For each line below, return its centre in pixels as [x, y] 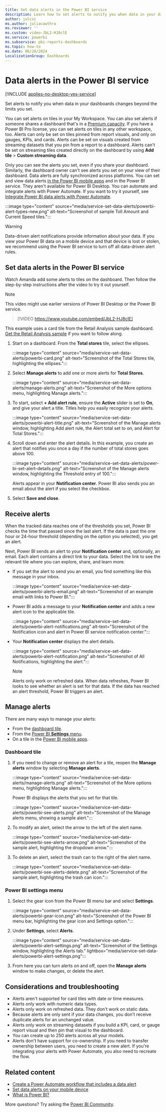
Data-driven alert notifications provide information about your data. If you [80, 236]
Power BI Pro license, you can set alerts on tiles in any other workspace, [79, 129]
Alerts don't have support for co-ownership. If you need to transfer [80, 1041]
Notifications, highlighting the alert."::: [51, 661]
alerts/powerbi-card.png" [38, 358]
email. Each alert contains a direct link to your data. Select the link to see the [83, 556]
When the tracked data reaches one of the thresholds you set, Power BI [78, 526]
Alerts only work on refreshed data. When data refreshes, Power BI [81, 680]
